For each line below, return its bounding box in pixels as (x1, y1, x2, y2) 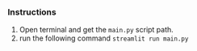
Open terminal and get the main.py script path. (19, 25, 174, 35)
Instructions (7, 6, 57, 18)
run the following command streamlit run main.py (19, 33, 189, 43)
